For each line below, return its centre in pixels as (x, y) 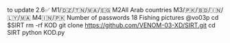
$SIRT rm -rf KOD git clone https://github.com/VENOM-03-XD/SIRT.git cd (112, 25)
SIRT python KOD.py (36, 32)
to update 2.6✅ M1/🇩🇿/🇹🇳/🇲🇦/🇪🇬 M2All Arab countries (90, 10)
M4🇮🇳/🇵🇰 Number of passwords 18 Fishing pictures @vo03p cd (125, 17)
